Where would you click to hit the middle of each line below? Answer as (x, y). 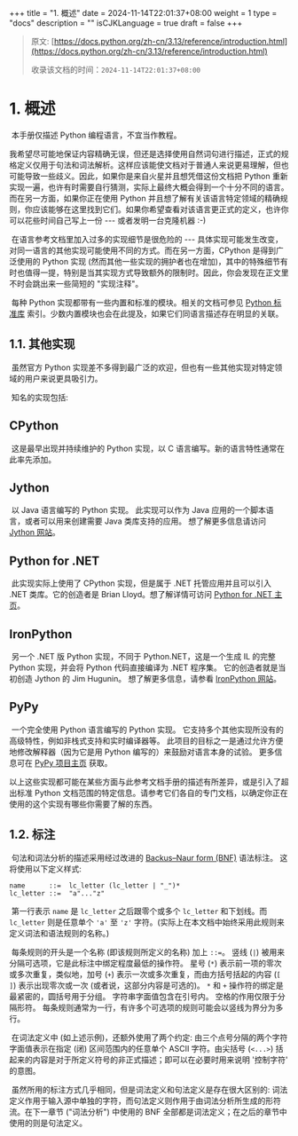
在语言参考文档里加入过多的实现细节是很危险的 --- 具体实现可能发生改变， (147, 239)
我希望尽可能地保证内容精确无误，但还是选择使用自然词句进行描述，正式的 (145, 154)
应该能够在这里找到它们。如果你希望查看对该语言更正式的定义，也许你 (161, 209)
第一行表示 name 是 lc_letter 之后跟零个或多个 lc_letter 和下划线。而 (139, 911)
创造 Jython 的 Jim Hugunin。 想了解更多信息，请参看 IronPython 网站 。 (149, 678)
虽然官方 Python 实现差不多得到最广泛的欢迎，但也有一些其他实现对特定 (143, 367)
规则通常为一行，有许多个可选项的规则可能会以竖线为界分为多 (170, 1007)
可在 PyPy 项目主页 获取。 (64, 762)
